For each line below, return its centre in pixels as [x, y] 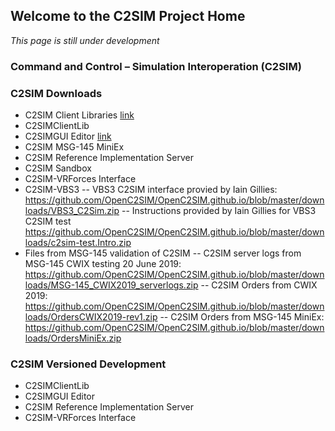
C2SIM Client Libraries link [79, 115]
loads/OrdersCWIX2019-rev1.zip [91, 317]
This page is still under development [85, 40]
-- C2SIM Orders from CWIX [259, 285]
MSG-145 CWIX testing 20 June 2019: [103, 264]
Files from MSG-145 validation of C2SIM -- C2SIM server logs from [163, 253]
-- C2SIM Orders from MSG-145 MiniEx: [242, 317]
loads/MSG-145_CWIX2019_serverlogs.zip [111, 285]
